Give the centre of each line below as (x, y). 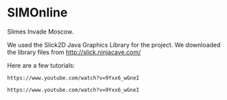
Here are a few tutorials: (41, 65)
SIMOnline (37, 13)
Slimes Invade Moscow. (40, 32)
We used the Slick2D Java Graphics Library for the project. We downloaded (114, 45)
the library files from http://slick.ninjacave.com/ (74, 52)
